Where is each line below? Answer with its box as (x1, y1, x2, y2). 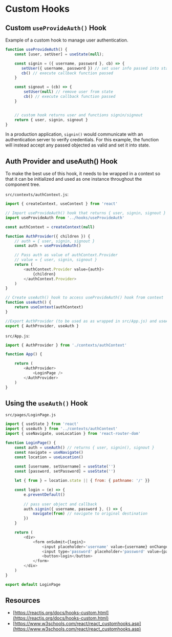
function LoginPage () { (5, 440, 56, 445)
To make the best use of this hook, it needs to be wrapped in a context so (5, 171, 160, 177)
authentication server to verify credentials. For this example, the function (5, 137, 159, 143)
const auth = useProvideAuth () (14, 243, 81, 248)
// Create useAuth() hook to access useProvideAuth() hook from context (5, 295, 164, 300)
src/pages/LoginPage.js (5, 413, 56, 418)
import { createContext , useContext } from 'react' (5, 201, 118, 206)
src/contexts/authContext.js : (5, 192, 69, 198)
